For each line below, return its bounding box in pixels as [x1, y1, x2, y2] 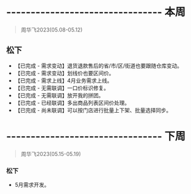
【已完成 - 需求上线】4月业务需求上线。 [14, 77, 113, 84]
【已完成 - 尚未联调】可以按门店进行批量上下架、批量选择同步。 [14, 106, 172, 113]
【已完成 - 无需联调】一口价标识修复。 [14, 84, 109, 91]
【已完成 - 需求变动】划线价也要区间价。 [14, 69, 115, 77]
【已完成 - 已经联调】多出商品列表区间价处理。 [14, 99, 130, 106]
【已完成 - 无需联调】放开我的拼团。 [14, 91, 104, 98]
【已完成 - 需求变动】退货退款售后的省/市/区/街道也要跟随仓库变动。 [14, 62, 183, 69]
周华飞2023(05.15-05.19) [20, 150, 82, 157]
